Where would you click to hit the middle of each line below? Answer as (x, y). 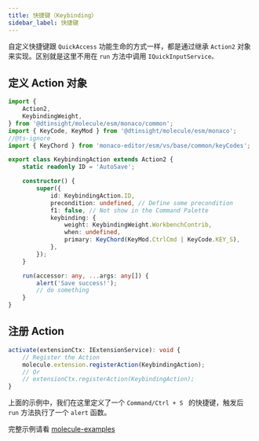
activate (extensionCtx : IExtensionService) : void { (94, 350)
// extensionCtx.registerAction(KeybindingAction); (108, 379)
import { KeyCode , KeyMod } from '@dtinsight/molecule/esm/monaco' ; (122, 130)
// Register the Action (61, 357)
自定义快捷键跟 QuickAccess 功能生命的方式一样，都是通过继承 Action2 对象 (129, 46)
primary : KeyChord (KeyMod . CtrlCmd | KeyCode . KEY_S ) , (152, 240)
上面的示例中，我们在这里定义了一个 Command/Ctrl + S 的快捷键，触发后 (126, 402)
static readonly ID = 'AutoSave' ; (78, 167)
